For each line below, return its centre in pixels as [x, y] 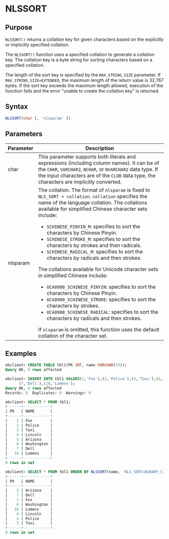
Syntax [17, 107]
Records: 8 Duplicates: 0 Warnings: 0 [48, 393]
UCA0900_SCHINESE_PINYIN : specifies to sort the [101, 287]
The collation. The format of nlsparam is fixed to [94, 190]
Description [100, 148]
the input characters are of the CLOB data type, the [97, 175]
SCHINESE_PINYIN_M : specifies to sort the [94, 226]
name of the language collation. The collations [93, 203]
